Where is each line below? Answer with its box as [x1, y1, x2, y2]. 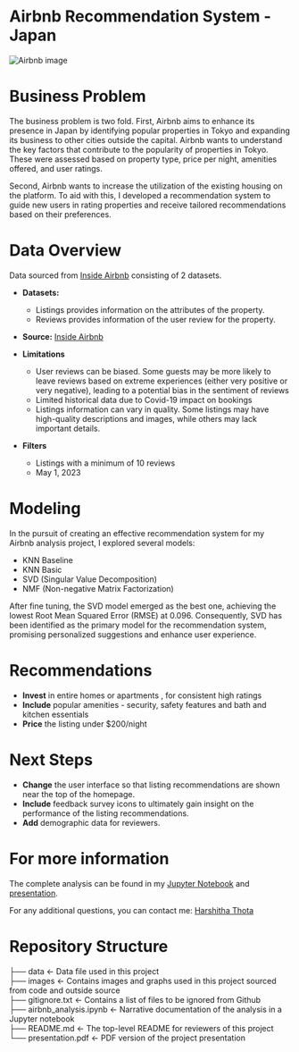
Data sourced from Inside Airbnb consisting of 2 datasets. [9, 270, 222, 281]
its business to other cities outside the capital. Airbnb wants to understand [9, 134, 283, 145]
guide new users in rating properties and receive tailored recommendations [9, 199, 287, 210]
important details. [35, 423, 101, 433]
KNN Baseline [21, 554, 74, 565]
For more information [9, 848, 170, 869]
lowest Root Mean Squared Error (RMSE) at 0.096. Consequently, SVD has [9, 610, 283, 620]
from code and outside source [9, 985, 120, 996]
